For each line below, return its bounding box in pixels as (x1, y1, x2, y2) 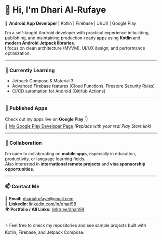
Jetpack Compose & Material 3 (12, 78, 74, 84)
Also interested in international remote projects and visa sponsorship (5, 161, 146, 166)
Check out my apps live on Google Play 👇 (5, 116, 88, 122)
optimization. (5, 50, 31, 56)
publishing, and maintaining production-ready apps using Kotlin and (5, 35, 141, 41)
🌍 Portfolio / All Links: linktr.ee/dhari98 (5, 207, 84, 212)
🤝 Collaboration (5, 140, 42, 147)
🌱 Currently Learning (5, 67, 55, 74)
